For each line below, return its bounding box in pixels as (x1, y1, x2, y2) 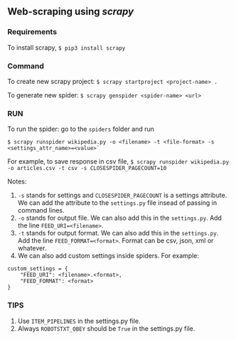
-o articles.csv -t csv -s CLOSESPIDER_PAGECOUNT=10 (7, 165, 167, 172)
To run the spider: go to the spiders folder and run (7, 124, 155, 134)
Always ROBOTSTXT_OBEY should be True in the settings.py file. (17, 324, 195, 333)
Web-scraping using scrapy (7, 6, 134, 18)
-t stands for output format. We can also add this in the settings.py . (17, 229, 219, 238)
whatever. (17, 244, 47, 253)
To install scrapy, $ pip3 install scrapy (7, 43, 126, 52)
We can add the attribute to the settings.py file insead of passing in (17, 198, 218, 207)
